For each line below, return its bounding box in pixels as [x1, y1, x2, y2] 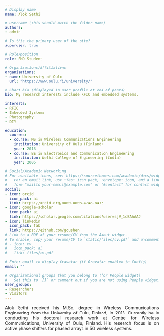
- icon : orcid [5, 191, 34, 196]
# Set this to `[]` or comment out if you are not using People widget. [5, 277, 161, 283]
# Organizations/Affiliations [5, 65, 67, 70]
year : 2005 [14, 160, 36, 165]
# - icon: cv [5, 242, 32, 246]
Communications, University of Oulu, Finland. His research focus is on [5, 320, 159, 326]
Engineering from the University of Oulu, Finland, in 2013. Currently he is [5, 310, 159, 315]
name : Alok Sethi [5, 12, 41, 17]
